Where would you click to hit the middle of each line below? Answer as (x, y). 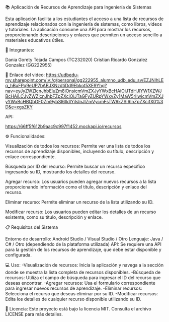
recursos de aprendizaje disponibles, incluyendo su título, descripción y (80, 151)
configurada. (18, 255)
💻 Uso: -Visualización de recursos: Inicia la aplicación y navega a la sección (84, 265)
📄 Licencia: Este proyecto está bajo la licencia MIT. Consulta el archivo (78, 309)
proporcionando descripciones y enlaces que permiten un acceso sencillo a (84, 35)
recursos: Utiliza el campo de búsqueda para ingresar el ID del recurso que (83, 278)
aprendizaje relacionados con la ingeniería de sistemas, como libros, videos (84, 24)
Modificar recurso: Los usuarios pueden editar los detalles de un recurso (81, 212)
